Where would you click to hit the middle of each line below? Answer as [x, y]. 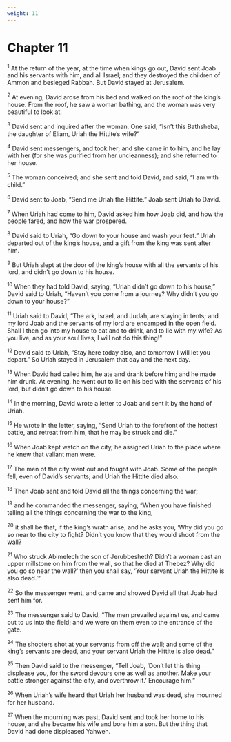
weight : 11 [23, 13]
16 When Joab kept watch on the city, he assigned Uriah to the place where [114, 447]
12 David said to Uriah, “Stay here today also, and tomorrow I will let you [109, 351]
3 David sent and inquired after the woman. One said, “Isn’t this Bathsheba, [113, 126]
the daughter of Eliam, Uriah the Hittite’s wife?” [73, 134]
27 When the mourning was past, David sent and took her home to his [106, 716]
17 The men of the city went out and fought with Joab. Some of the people [112, 468]
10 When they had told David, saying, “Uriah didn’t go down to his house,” [111, 286]
